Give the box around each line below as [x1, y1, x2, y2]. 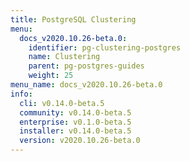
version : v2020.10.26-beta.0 [19, 136, 141, 146]
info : [10, 89, 33, 99]
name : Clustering [28, 52, 101, 62]
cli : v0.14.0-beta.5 [19, 98, 105, 108]
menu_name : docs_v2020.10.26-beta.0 [10, 80, 163, 90]
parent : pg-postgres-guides [28, 61, 145, 71]
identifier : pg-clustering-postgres [28, 42, 182, 53]
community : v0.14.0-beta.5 [19, 107, 132, 118]
